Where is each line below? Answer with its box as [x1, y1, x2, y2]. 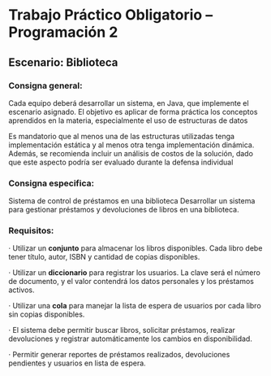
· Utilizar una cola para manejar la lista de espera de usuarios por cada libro [8, 301, 261, 311]
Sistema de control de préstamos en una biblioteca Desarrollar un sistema [8, 196, 256, 206]
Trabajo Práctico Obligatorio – [8, 6, 213, 24]
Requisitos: [8, 225, 54, 237]
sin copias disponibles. [8, 309, 85, 319]
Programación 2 [8, 23, 118, 42]
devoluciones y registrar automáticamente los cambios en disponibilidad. [8, 334, 253, 343]
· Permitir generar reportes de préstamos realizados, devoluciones [8, 350, 230, 360]
